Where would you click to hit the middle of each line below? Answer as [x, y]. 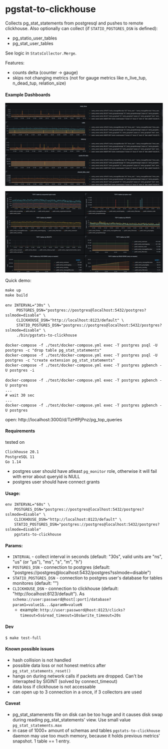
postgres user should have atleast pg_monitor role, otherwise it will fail [85, 471]
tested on [15, 442]
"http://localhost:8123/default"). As [48, 594]
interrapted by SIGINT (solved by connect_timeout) [65, 681]
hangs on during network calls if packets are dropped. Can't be [78, 676]
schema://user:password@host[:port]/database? [62, 600]
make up [13, 290]
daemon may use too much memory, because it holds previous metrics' [86, 736]
